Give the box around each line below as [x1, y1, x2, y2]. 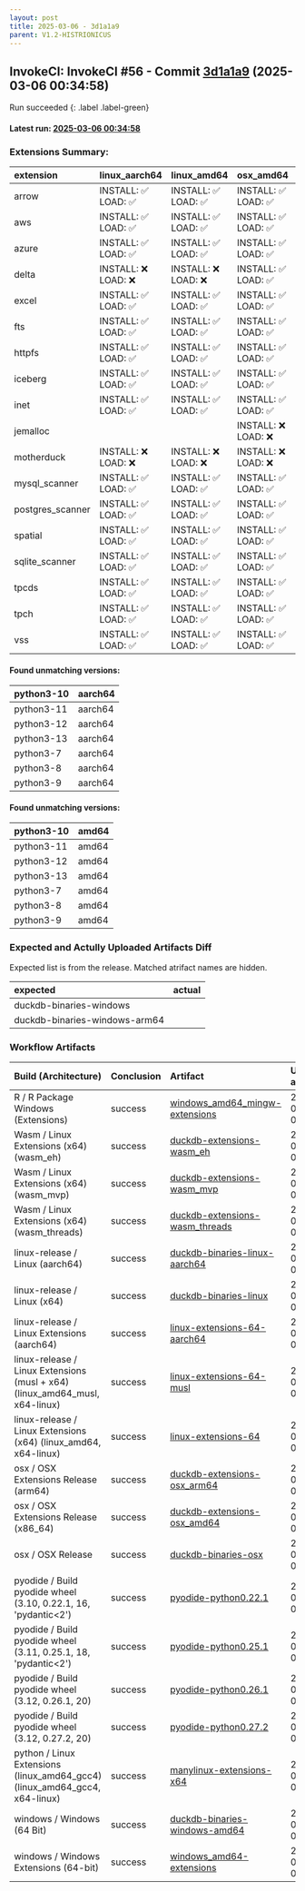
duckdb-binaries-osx [169, 1549, 263, 1561]
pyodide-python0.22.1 [169, 1591, 270, 1604]
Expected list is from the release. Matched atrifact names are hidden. [9, 961, 268, 972]
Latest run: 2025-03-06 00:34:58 [9, 123, 141, 133]
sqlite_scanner [14, 556, 76, 568]
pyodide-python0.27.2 [169, 1721, 270, 1734]
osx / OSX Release [14, 1549, 93, 1561]
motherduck [14, 451, 66, 464]
